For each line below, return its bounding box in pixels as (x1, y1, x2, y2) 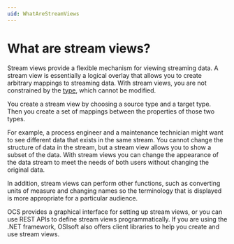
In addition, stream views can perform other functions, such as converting (7, 179, 221, 187)
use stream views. (7, 229, 60, 238)
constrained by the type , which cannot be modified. (7, 86, 156, 95)
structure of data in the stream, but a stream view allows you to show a (7, 143, 212, 151)
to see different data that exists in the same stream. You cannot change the (7, 135, 224, 144)
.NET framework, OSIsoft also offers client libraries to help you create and (7, 222, 220, 231)
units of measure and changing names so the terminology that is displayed (7, 187, 222, 195)
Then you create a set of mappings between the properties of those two (7, 107, 215, 116)
